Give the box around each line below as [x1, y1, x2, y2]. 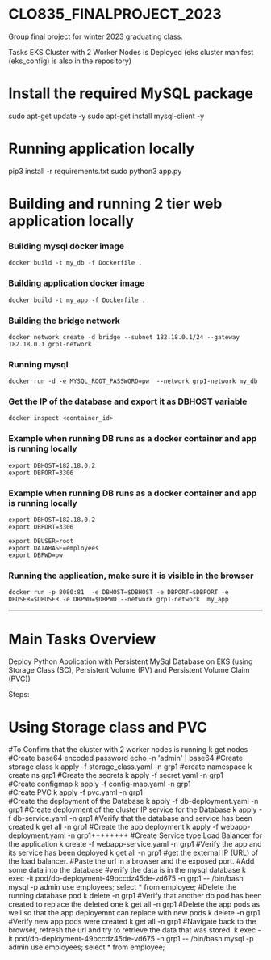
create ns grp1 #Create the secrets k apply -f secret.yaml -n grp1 [8, 771, 224, 780]
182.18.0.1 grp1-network [8, 340, 92, 348]
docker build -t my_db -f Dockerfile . [8, 259, 143, 267]
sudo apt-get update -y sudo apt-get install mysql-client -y [8, 111, 205, 121]
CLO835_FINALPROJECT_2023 [8, 5, 222, 23]
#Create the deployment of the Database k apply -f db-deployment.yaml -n [8, 796, 259, 806]
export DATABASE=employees [8, 544, 99, 553]
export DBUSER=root [8, 537, 74, 546]
